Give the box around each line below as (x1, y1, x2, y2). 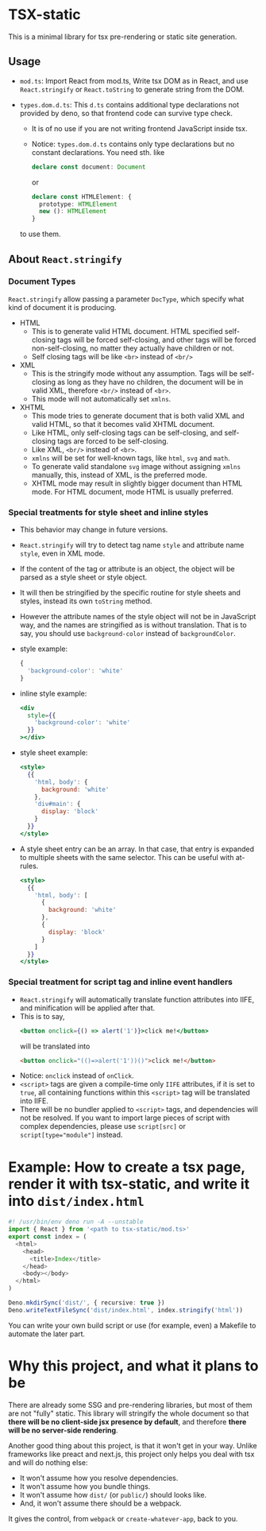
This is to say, (19, 1011, 65, 1021)
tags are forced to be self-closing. (56, 436, 169, 446)
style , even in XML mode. (19, 548, 106, 558)
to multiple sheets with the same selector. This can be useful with (19, 852, 234, 862)
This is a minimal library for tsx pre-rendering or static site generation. (8, 32, 237, 41)
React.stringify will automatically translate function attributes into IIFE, (19, 994, 255, 1004)
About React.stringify (8, 252, 122, 266)
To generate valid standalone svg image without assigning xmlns (31, 461, 241, 471)
